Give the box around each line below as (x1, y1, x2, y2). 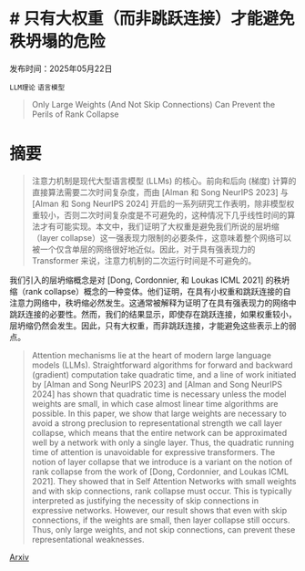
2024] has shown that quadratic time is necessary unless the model (31, 389, 287, 400)
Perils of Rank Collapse (31, 109, 119, 119)
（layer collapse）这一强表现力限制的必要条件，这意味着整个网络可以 (31, 232, 291, 243)
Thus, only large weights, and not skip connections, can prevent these (31, 524, 296, 535)
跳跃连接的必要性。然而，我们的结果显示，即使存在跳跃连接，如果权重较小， (9, 308, 297, 319)
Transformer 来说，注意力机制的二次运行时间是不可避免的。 (31, 254, 257, 265)
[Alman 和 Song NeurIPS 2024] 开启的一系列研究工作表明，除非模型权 (31, 198, 295, 209)
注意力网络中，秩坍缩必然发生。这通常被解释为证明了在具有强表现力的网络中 (9, 297, 297, 308)
